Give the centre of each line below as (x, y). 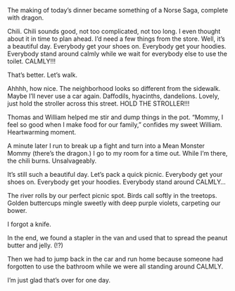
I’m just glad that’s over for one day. (59, 280)
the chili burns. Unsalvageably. (52, 161)
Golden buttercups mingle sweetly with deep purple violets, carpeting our (114, 203)
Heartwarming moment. (42, 132)
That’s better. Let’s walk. (42, 75)
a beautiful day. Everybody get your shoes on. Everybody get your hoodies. (117, 46)
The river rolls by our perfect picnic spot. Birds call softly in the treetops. (112, 196)
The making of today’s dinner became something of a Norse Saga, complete (118, 10)
